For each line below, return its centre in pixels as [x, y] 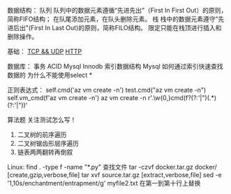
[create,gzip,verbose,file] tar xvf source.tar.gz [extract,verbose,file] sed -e [114, 175]
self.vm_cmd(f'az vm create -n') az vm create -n [77, 98]
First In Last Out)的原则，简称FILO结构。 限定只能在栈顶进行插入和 [126, 28]
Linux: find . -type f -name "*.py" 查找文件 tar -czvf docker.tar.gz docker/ [112, 167]
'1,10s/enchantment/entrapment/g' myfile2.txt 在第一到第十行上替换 [104, 183]
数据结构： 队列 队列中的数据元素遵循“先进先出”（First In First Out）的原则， [117, 10]
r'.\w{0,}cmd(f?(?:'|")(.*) [182, 98]
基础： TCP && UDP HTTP [45, 51]
